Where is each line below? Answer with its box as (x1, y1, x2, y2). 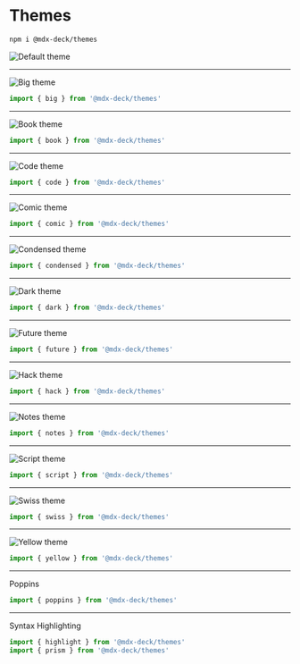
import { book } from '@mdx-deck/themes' (9, 136, 166, 145)
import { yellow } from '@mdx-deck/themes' (9, 554, 174, 563)
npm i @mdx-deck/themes (9, 35, 98, 44)
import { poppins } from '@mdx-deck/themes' (9, 596, 178, 605)
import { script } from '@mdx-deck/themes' (9, 470, 174, 479)
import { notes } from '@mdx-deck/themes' (9, 428, 170, 438)
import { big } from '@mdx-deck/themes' (9, 94, 162, 103)
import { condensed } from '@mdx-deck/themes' (9, 261, 186, 271)
